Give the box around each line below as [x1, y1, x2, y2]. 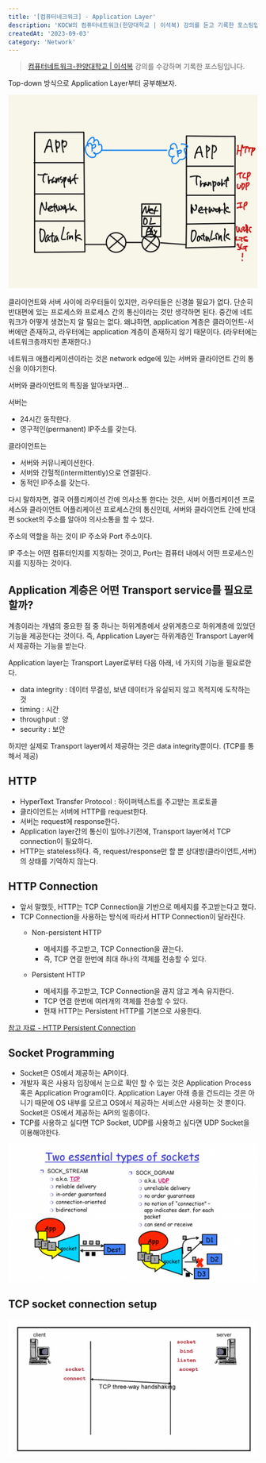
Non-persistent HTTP [31, 927, 102, 937]
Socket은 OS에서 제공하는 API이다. [19, 1068, 129, 1078]
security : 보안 [19, 724, 66, 733]
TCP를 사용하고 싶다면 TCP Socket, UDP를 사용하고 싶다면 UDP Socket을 [19, 1118, 250, 1127]
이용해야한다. [19, 1128, 61, 1138]
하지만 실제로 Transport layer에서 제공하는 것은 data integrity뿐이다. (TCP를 [8, 741, 246, 750]
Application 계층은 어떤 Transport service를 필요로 [8, 583, 253, 597]
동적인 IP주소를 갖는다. [19, 478, 90, 487]
